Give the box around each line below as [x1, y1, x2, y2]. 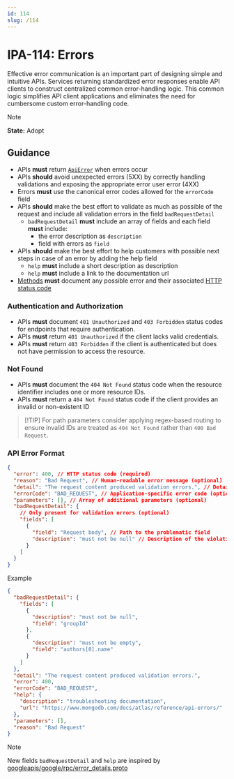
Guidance [7, 147, 50, 158]
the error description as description [38, 232, 142, 241]
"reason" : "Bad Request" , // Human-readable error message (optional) [13, 477, 223, 484]
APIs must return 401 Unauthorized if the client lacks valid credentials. [17, 332, 219, 341]
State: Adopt [7, 126, 45, 135]
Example [7, 574, 33, 583]
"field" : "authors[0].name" [32, 646, 114, 653]
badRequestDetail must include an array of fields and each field [27, 217, 210, 225]
